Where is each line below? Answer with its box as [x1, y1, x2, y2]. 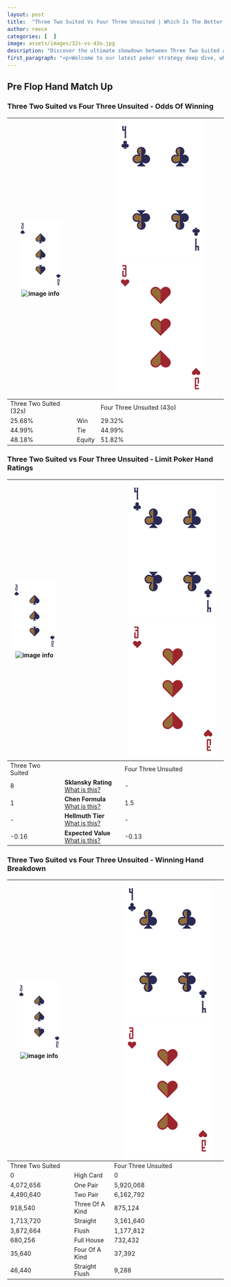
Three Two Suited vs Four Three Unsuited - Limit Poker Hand [7, 455, 214, 464]
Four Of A [74, 1246, 102, 1254]
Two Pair [74, 1190, 99, 1198]
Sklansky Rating [64, 778, 112, 786]
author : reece [7, 25, 48, 32]
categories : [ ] [7, 33, 57, 40]
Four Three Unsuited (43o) [100, 403, 177, 411]
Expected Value [64, 829, 111, 837]
